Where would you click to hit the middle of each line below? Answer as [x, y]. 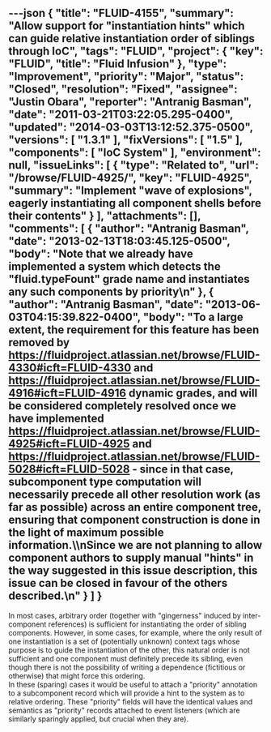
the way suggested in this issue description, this [133, 571]
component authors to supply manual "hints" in [131, 558]
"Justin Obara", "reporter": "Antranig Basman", [130, 102]
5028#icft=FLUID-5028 [69, 469]
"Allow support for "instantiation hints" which [127, 26]
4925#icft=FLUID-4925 [69, 444]
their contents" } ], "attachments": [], [104, 216]
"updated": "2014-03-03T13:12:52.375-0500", [131, 128]
